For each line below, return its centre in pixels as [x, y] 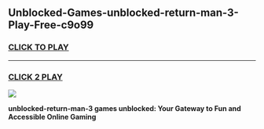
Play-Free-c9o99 [51, 25]
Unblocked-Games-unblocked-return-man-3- [124, 13]
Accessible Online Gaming [52, 116]
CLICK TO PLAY [38, 48]
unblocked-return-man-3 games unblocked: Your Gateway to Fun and [125, 108]
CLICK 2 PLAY [35, 77]
